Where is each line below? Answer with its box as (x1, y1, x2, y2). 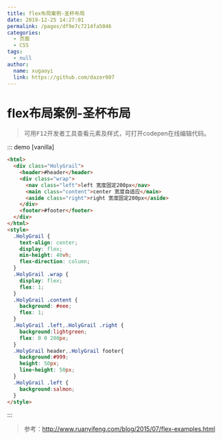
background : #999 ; (19, 354, 69, 360)
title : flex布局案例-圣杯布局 (7, 10, 86, 17)
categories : (7, 29, 41, 36)
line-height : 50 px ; (19, 367, 75, 374)
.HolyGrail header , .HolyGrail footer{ (13, 347, 125, 354)
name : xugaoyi (13, 67, 53, 74)
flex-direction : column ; (19, 258, 90, 265)
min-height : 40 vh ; (19, 252, 72, 259)
